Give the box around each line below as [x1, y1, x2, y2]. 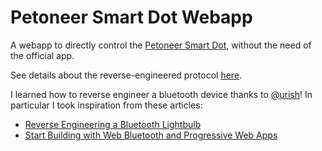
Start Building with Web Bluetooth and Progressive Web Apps [24, 129, 278, 141]
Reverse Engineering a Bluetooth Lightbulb [24, 118, 202, 130]
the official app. [10, 49, 75, 61]
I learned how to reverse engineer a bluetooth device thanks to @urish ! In [10, 88, 313, 100]
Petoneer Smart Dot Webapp [10, 6, 253, 29]
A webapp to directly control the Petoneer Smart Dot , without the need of [10, 39, 312, 51]
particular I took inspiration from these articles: [10, 99, 203, 111]
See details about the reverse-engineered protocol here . [10, 69, 243, 81]
